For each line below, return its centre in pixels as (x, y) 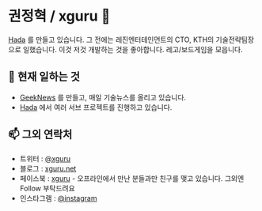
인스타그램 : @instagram (58, 198)
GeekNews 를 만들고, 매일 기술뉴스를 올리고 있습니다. (103, 97)
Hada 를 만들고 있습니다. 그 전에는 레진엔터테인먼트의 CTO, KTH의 (111, 40)
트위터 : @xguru (45, 158)
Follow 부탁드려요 (47, 188)
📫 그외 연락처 (40, 135)
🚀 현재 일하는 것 (44, 77)
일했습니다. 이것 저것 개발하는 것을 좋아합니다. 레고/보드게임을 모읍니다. (133, 49)
